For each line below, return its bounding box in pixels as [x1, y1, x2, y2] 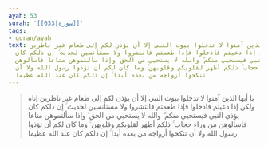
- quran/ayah [8, 34, 52, 42]
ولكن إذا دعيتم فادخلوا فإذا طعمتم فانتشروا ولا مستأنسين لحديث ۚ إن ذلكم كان [27, 101, 255, 111]
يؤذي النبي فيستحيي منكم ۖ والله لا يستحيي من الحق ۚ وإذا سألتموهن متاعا [27, 110, 239, 120]
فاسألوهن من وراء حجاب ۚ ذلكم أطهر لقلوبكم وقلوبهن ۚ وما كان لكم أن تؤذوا [27, 119, 247, 128]
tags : [8, 26, 26, 34]
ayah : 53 [8, 11, 37, 20]
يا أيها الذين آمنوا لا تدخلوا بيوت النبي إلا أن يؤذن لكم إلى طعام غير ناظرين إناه [27, 93, 254, 102]
